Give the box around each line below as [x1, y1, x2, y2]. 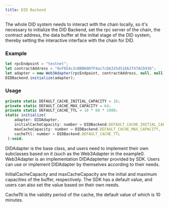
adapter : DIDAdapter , [14, 117, 59, 122]
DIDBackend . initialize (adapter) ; [5, 75, 75, 81]
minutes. [5, 197, 24, 203]
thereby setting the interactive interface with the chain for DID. [5, 37, 135, 43]
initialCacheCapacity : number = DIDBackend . [14, 122, 109, 127]
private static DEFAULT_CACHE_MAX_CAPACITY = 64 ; [5, 103, 112, 108]
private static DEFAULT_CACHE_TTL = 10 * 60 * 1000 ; [5, 108, 118, 113]
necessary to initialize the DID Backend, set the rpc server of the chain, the [5, 26, 161, 33]
